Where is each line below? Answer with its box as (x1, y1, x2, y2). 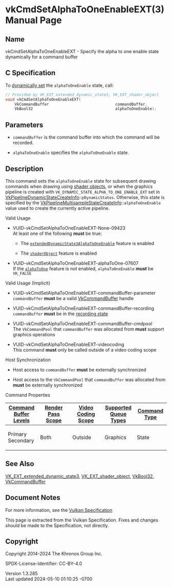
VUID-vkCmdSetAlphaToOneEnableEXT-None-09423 (12, 225, 125, 231)
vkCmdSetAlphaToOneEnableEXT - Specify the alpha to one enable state (5, 49, 159, 54)
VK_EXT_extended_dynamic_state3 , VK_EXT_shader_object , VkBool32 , (5, 473, 155, 479)
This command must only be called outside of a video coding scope (12, 346, 157, 353)
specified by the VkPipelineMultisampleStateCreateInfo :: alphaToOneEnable (5, 200, 161, 206)
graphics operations (12, 331, 55, 337)
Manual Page (5, 14, 62, 26)
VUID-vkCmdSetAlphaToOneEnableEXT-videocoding (12, 341, 124, 347)
